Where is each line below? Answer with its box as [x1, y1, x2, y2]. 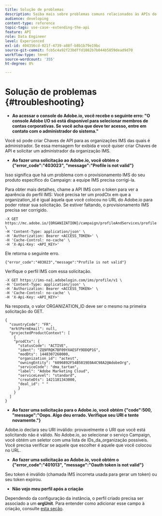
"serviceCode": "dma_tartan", [17, 365, 79, 369]
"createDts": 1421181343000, [17, 377, 77, 383]
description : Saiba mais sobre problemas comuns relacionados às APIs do [5, 12, 157, 17]
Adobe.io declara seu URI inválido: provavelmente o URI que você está [5, 427, 146, 433]
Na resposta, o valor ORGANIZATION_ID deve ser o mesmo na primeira [5, 303, 147, 309]
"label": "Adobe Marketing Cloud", [17, 369, 90, 374]
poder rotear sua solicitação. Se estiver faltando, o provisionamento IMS [5, 202, 149, 208]
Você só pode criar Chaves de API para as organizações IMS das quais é [5, 138, 150, 144]
